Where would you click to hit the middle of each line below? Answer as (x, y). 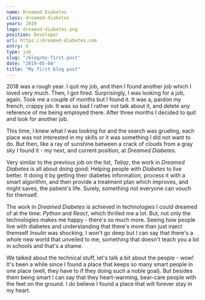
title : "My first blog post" (43, 69)
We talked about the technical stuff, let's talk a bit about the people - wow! (100, 258)
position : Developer (33, 35)
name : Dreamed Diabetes (37, 12)
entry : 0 (17, 47)
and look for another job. (37, 119)
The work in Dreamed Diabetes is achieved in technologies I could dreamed (102, 207)
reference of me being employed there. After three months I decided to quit (101, 113)
